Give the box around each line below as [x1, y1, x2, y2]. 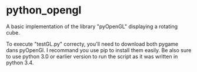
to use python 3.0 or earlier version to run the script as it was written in [6, 53, 178, 60]
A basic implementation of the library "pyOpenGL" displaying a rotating [6, 23, 178, 30]
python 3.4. [6, 59, 34, 66]
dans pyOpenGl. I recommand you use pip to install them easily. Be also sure [6, 46, 192, 53]
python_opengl [6, 4, 82, 17]
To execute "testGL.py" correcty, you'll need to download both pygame [6, 40, 179, 47]
